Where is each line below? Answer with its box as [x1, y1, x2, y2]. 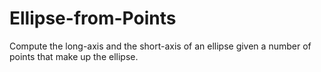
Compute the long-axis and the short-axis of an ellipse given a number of [9, 40, 312, 52]
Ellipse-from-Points [9, 7, 177, 30]
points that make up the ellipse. [9, 50, 139, 62]
